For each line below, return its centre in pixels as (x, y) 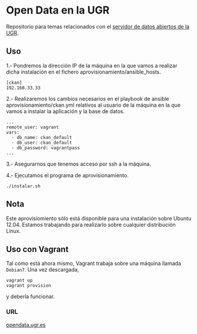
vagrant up (19, 280)
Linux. (14, 231)
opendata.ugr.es (26, 325)
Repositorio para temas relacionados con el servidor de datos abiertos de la (98, 27)
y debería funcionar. (30, 297)
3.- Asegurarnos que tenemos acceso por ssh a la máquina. (79, 164)
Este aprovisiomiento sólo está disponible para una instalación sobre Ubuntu (99, 218)
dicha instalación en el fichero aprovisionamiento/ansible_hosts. (84, 72)
